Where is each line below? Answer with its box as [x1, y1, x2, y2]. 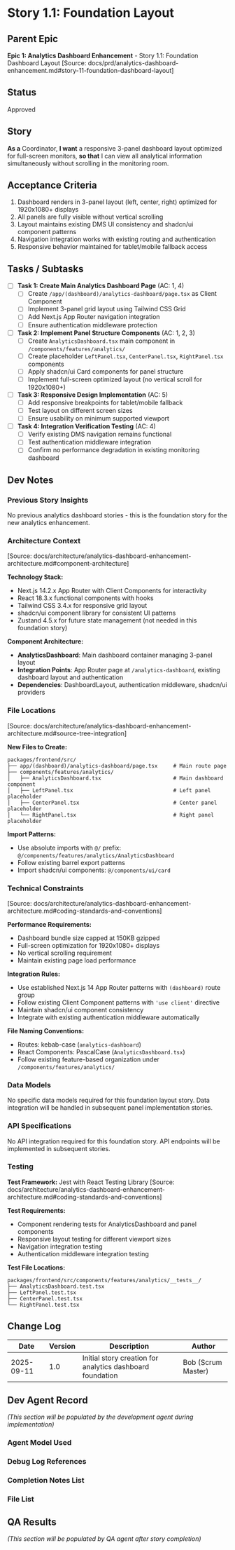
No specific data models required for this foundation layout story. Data [7, 1096, 210, 1105]
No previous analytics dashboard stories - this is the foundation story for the [7, 511, 227, 519]
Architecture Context [7, 536, 81, 545]
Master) [183, 1366, 209, 1375]
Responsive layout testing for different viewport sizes [17, 1235, 171, 1243]
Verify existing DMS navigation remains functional [27, 430, 172, 439]
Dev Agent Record [7, 1394, 89, 1406]
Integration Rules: [7, 970, 61, 978]
